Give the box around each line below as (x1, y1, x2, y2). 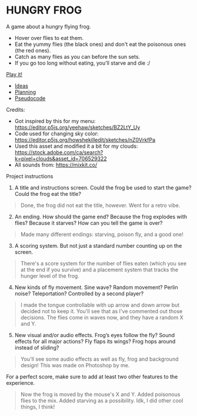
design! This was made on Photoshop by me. (20, 361, 130, 368)
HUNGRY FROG (6, 4, 82, 17)
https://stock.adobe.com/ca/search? (14, 148, 103, 156)
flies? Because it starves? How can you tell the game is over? (14, 219, 163, 227)
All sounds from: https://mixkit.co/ (14, 161, 98, 168)
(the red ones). (14, 46, 51, 54)
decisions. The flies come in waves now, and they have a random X (20, 314, 183, 321)
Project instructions (6, 172, 54, 179)
